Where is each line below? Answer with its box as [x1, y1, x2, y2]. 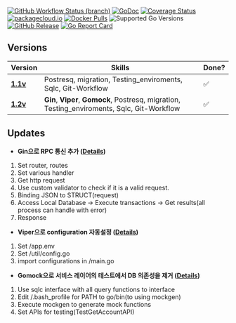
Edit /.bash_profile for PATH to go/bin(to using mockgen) [17, 292, 181, 301]
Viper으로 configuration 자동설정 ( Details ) [17, 228, 139, 236]
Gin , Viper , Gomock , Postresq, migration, [44, 95, 181, 105]
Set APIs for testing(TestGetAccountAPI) [17, 308, 135, 316]
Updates [7, 127, 46, 140]
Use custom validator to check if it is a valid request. [17, 183, 170, 192]
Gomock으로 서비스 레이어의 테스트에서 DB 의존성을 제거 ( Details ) [17, 271, 200, 279]
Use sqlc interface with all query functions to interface [17, 285, 176, 294]
